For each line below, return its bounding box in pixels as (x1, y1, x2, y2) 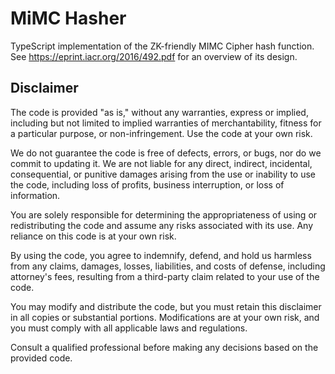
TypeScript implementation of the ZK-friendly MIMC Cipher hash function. (10, 40, 315, 52)
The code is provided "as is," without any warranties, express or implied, (10, 106, 309, 118)
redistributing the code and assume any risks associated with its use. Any (10, 219, 314, 231)
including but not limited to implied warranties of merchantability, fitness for (10, 117, 322, 129)
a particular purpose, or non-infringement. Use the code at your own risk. (10, 127, 313, 139)
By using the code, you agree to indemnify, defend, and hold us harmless (10, 249, 312, 261)
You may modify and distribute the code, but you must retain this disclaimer (10, 300, 322, 312)
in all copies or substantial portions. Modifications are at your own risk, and (10, 311, 320, 323)
